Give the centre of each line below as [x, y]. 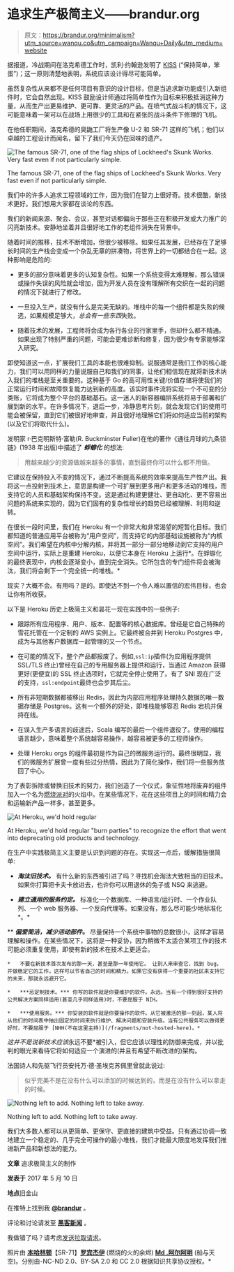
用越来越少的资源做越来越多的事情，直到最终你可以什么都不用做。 [119, 462]
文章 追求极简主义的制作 [42, 1163]
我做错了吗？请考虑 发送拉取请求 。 [56, 1237]
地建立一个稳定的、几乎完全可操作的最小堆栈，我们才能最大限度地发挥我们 [114, 1139]
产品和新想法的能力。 [50, 1148]
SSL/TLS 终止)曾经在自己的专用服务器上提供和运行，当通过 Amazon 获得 [122, 665]
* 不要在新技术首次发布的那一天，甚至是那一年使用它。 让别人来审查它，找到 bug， [115, 964]
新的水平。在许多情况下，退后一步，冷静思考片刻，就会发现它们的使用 [120, 406]
